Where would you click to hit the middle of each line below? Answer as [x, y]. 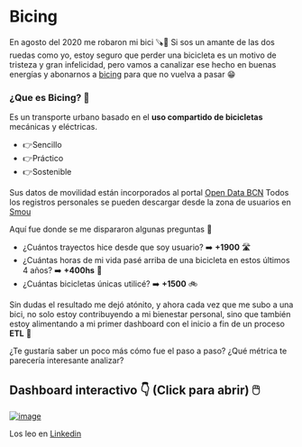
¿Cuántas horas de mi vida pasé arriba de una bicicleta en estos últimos [156, 260]
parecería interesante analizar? [67, 360]
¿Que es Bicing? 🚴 [50, 97]
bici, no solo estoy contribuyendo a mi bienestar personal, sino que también [150, 315]
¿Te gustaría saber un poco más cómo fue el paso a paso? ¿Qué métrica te [148, 351]
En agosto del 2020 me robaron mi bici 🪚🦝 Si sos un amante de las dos [142, 41]
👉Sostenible [47, 172]
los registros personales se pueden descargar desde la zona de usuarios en [150, 202]
